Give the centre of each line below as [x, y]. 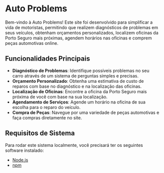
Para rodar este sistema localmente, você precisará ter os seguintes [74, 145]
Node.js [20, 160]
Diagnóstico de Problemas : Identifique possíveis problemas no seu [81, 70]
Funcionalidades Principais [48, 59]
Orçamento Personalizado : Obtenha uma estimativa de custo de [78, 81]
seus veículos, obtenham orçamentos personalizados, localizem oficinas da [82, 33]
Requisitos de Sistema [40, 133]
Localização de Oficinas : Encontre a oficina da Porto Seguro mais [79, 91]
